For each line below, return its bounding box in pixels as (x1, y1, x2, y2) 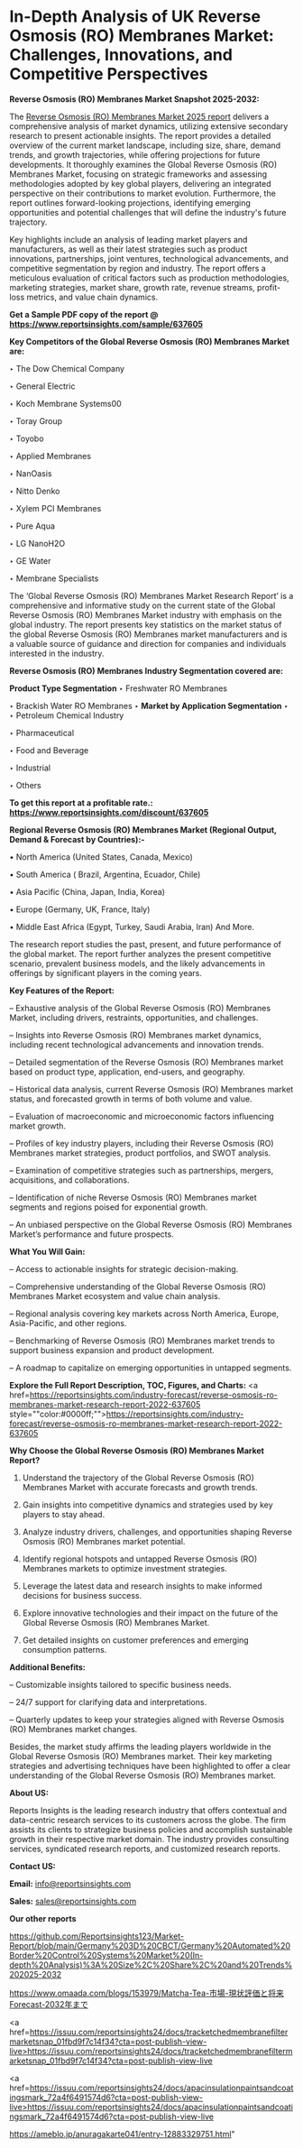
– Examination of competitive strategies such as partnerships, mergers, (9, 1165, 274, 1175)
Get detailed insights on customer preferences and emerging (22, 1635, 250, 1646)
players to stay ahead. (22, 1508, 106, 1519)
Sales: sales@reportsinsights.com (9, 1895, 137, 1906)
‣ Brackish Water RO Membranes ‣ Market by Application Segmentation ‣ (9, 700, 289, 711)
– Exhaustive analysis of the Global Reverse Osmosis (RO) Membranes (9, 1002, 271, 1013)
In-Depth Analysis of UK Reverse (9, 6, 262, 27)
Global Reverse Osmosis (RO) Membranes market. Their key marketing (9, 1750, 272, 1761)
